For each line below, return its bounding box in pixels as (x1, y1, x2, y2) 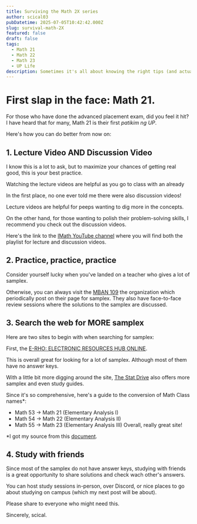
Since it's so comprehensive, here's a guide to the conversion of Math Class (6, 391, 190, 398)
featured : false (6, 30, 46, 36)
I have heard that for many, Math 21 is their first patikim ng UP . (6, 119, 157, 126)
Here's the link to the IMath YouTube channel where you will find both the (6, 232, 183, 239)
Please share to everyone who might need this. (6, 500, 120, 507)
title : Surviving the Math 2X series (6, 8, 98, 15)
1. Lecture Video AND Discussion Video (6, 148, 152, 157)
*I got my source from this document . (6, 433, 98, 440)
